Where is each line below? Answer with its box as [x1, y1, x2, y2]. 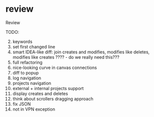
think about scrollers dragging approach [12, 95, 94, 101]
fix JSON [12, 101, 31, 107]
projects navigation [12, 80, 52, 86]
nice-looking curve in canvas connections [12, 65, 97, 70]
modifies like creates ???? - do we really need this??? [12, 54, 120, 60]
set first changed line [12, 44, 56, 49]
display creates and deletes [12, 91, 68, 96]
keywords [12, 38, 33, 45]
